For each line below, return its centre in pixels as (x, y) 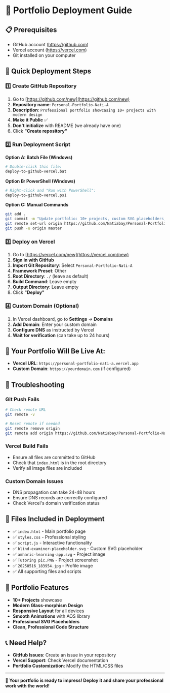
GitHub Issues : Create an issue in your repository (64, 655)
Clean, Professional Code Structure (51, 627)
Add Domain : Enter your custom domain (55, 324)
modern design (27, 115)
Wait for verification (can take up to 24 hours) (61, 335)
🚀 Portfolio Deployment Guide (69, 10)
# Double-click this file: (34, 167)
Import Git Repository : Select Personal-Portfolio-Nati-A (72, 265)
